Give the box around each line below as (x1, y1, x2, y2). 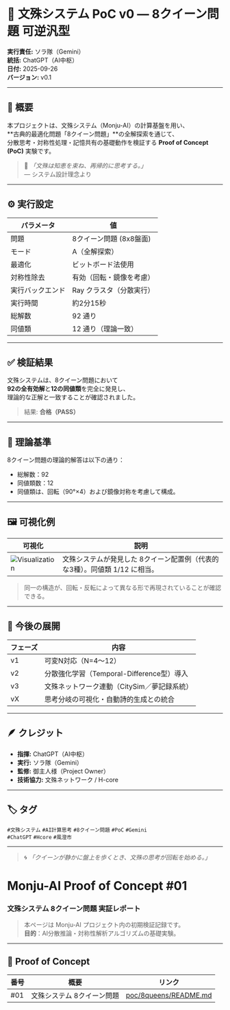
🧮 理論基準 (7, 436, 51, 448)
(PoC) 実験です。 (7, 147, 55, 155)
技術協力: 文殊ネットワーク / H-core (16, 775, 118, 784)
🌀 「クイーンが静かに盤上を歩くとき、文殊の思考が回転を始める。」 (23, 854, 211, 862)
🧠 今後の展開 (7, 620, 60, 632)
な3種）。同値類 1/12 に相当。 (62, 565, 159, 574)
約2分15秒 (72, 298, 107, 307)
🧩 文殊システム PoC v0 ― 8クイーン (7, 6, 207, 22)
